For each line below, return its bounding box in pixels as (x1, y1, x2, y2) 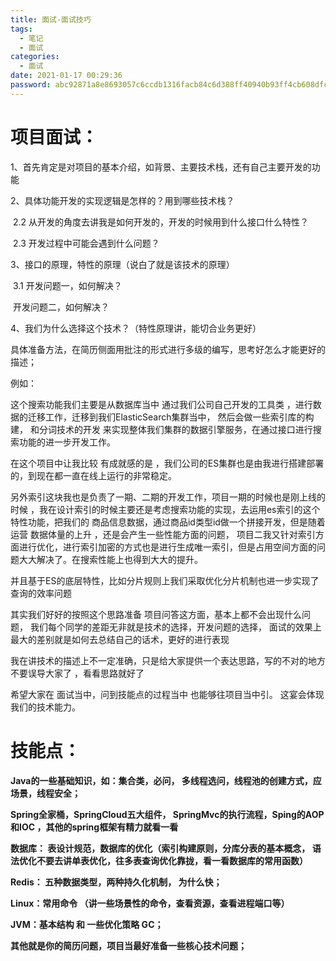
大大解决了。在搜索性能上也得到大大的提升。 (18, 553, 203, 565)
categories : (10, 52, 60, 62)
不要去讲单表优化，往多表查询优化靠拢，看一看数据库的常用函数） (36, 854, 308, 866)
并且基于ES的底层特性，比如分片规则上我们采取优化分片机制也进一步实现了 (10, 574, 320, 586)
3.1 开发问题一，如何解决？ (12, 279, 123, 291)
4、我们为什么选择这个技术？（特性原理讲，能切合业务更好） (10, 322, 262, 334)
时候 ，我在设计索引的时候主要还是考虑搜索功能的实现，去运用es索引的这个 (10, 503, 321, 515)
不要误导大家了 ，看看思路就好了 (10, 667, 145, 679)
